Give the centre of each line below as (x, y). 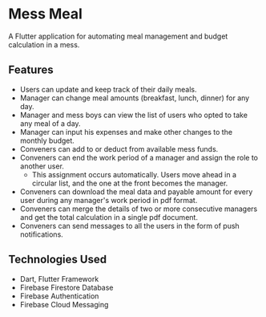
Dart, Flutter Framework (59, 278)
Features (31, 70)
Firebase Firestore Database (66, 287)
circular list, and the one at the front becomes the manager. (130, 183)
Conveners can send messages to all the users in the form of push (130, 226)
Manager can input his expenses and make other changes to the (126, 132)
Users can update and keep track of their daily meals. (109, 89)
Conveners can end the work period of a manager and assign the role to (139, 157)
